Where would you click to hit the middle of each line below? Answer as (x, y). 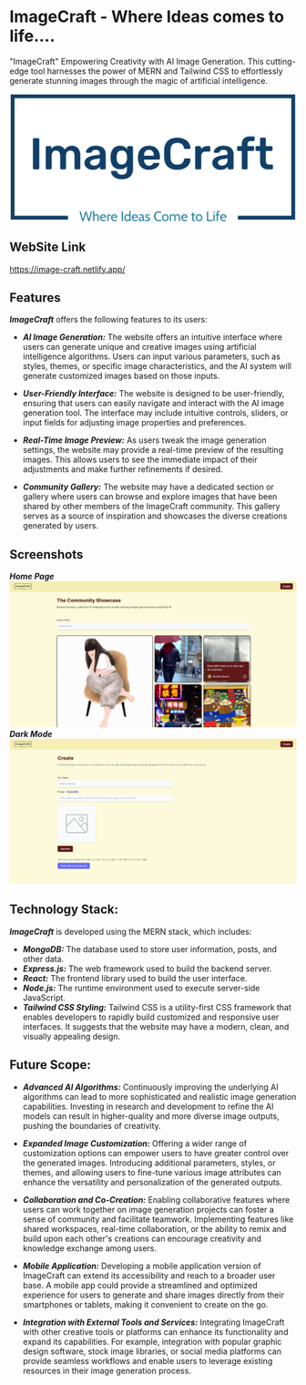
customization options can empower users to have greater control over (156, 1153)
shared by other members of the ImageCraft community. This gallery (151, 507)
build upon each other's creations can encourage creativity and (142, 1238)
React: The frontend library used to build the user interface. (135, 978)
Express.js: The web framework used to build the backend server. (147, 969)
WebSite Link (48, 247)
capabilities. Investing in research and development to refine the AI (148, 1106)
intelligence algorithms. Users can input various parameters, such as (151, 356)
